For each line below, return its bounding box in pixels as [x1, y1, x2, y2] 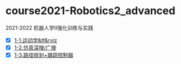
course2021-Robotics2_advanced [5, 4, 176, 18]
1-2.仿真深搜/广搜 [14, 44, 57, 51]
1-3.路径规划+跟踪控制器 [14, 52, 74, 59]
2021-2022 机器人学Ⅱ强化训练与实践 [5, 24, 94, 31]
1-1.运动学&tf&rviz [14, 36, 57, 43]
